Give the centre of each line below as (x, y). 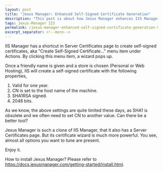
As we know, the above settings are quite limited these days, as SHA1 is (76, 110)
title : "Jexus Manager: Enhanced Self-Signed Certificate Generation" (78, 14)
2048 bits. (22, 101)
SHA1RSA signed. (30, 96)
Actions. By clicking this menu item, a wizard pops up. (59, 56)
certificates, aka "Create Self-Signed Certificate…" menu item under (73, 51)
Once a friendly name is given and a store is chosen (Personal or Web (75, 66)
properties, (16, 76)
